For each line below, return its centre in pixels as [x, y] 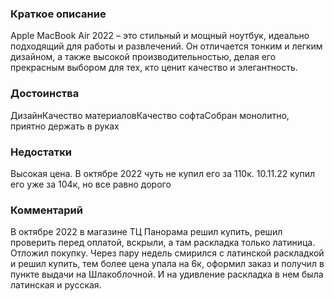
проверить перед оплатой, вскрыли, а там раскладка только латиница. [163, 243]
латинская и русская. [56, 285]
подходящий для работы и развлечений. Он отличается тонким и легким [166, 46]
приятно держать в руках [65, 126]
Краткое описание [58, 14]
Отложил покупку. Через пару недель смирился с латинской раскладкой [167, 253]
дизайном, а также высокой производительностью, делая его [143, 57]
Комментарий [46, 210]
